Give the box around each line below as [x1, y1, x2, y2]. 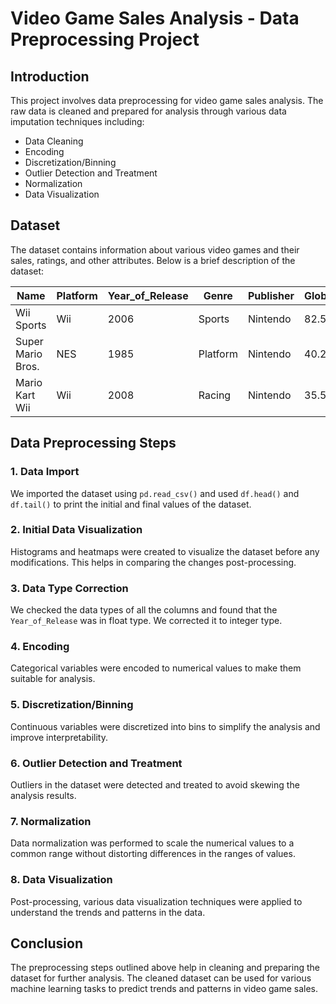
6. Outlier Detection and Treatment [10, 756, 183, 770]
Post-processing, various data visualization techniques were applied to [10, 895, 303, 907]
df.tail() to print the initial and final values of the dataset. [10, 498, 252, 510]
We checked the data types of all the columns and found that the [10, 604, 278, 616]
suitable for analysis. [10, 673, 96, 685]
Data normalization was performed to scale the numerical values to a [10, 837, 295, 849]
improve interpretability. [10, 731, 109, 743]
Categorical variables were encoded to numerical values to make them [10, 662, 302, 674]
